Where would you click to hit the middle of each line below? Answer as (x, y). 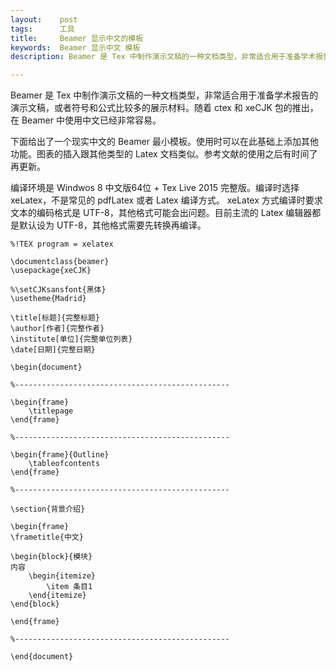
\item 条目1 (69, 587)
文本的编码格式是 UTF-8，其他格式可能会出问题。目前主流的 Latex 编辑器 (161, 213)
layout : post (44, 19)
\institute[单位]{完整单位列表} (71, 339)
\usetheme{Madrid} (48, 299)
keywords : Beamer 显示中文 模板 (75, 47)
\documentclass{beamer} (60, 262)
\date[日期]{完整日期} (53, 350)
